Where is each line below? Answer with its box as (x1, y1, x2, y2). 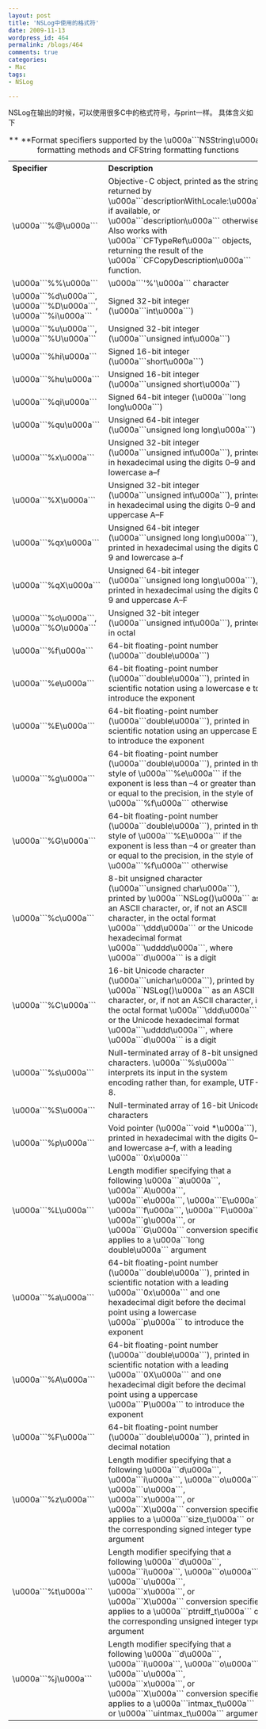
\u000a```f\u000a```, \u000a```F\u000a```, (108, 1204, 263, 1216)
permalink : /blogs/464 (8, 41, 83, 49)
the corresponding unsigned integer (108, 1616, 242, 1627)
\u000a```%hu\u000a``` (12, 373, 101, 384)
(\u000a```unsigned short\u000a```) (108, 378, 241, 389)
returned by (108, 185, 152, 197)
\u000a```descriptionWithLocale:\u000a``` (108, 195, 264, 206)
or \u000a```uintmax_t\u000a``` (108, 1708, 224, 1719)
